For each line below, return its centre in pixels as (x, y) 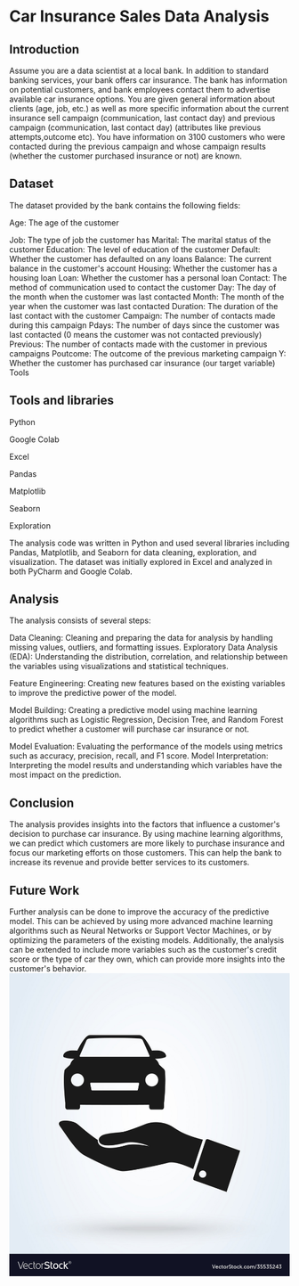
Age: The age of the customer (65, 222)
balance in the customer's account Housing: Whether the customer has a (143, 268)
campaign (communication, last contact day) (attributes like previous (135, 127)
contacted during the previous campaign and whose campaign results (138, 146)
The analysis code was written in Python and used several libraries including (149, 543)
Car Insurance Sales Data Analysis (139, 16)
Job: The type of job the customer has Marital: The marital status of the (140, 240)
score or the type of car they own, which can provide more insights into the (147, 959)
